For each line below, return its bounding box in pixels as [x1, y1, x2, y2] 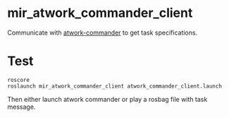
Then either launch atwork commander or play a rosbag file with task [7, 95, 208, 103]
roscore [7, 76, 30, 83]
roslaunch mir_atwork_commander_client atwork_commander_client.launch [7, 83, 222, 90]
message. [7, 102, 36, 111]
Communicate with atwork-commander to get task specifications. [7, 28, 198, 37]
